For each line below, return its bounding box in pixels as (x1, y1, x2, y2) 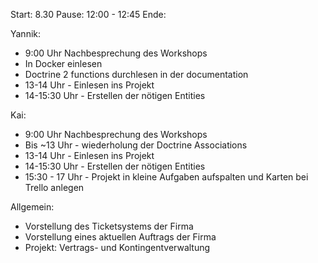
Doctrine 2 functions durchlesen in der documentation (24, 69, 249, 80)
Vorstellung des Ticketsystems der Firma (24, 220, 194, 232)
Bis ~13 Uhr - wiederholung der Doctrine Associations (24, 139, 248, 151)
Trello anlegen (24, 182, 85, 193)
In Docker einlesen (24, 58, 103, 69)
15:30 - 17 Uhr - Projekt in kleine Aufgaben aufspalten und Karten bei (24, 171, 309, 183)
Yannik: (10, 28, 42, 39)
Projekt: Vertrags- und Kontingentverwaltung (24, 242, 211, 253)
